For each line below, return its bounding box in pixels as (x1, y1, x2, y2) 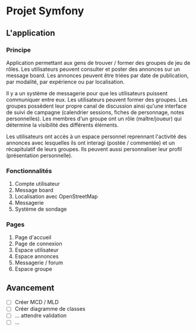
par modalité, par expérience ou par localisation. (6, 78, 125, 85)
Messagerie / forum (14, 259, 64, 266)
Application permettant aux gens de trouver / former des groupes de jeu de (6, 59, 191, 66)
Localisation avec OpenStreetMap (14, 193, 98, 200)
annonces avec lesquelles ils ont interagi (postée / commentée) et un (6, 139, 175, 146)
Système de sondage (14, 205, 67, 213)
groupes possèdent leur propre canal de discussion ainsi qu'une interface (6, 102, 187, 110)
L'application (6, 28, 55, 38)
